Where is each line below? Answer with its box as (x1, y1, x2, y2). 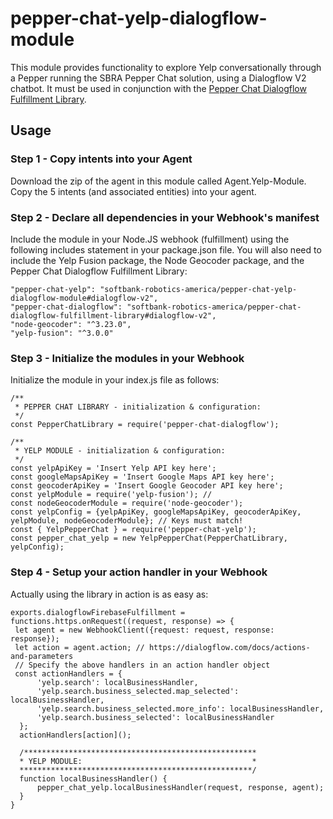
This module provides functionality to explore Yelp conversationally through (10, 61, 322, 73)
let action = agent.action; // (14, 642, 145, 652)
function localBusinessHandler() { (19, 773, 168, 784)
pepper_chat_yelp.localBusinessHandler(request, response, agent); (36, 782, 325, 792)
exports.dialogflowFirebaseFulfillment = (10, 607, 186, 617)
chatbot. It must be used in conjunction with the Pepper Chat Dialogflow (10, 82, 307, 94)
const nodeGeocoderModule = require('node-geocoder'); (10, 498, 244, 509)
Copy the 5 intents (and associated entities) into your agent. (10, 185, 257, 197)
